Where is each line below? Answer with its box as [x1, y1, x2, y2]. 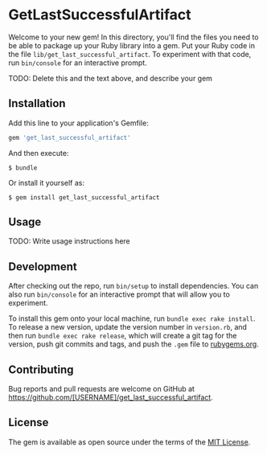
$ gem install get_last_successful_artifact [8, 193, 160, 202]
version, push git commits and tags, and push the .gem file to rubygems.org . [8, 339, 260, 349]
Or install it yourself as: [8, 178, 84, 187]
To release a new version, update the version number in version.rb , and [8, 322, 248, 332]
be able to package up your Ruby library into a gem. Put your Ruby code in [8, 40, 256, 50]
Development [8, 260, 78, 273]
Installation [8, 96, 66, 110]
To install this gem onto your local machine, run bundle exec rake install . [8, 314, 256, 323]
